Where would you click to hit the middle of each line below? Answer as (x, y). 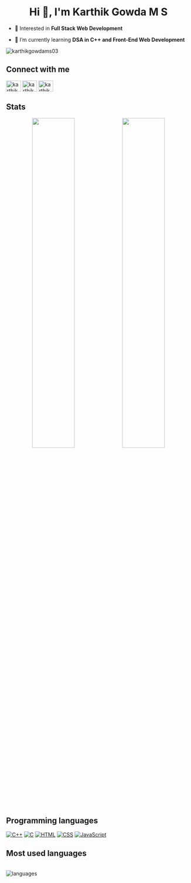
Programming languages (52, 820)
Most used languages (46, 853)
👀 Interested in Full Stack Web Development (69, 28)
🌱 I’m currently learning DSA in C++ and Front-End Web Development (100, 39)
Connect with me (38, 70)
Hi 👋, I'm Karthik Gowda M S (98, 12)
